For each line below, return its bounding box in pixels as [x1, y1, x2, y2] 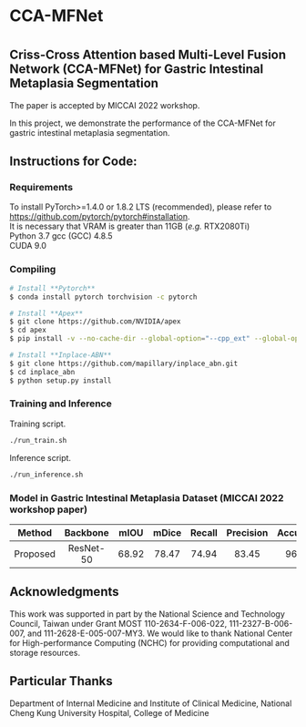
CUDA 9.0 [9, 241, 47, 251]
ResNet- [67, 541, 106, 554]
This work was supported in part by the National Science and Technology [9, 608, 285, 619]
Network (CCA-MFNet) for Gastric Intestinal [9, 61, 264, 77]
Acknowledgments [9, 584, 120, 599]
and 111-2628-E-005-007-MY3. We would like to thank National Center [26, 628, 293, 639]
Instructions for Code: [9, 154, 138, 169]
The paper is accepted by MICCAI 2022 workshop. [9, 99, 200, 110]
